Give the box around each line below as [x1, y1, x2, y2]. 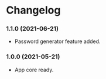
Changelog [6, 4, 61, 17]
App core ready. [14, 66, 54, 73]
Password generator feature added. [14, 38, 101, 45]
